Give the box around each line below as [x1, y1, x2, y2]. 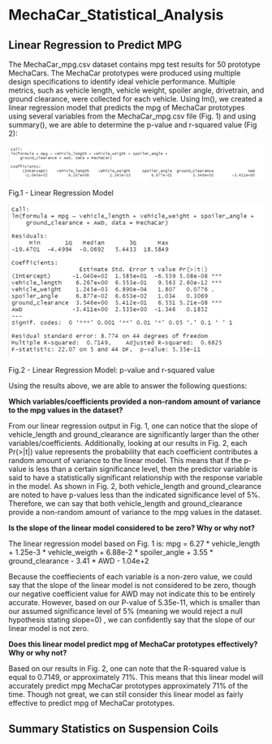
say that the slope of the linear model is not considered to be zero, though [8, 581, 257, 590]
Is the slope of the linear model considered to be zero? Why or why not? [8, 523, 256, 533]
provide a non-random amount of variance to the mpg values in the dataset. [8, 508, 262, 517]
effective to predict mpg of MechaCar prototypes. [8, 699, 175, 708]
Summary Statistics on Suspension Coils [8, 721, 219, 736]
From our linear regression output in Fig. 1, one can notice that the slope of [8, 421, 258, 431]
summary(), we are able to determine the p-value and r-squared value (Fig [8, 120, 257, 129]
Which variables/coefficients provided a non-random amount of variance [8, 396, 261, 407]
